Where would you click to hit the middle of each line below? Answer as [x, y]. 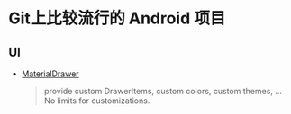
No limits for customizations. [97, 101]
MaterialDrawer [50, 74]
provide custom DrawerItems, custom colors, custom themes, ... [163, 91]
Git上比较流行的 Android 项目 [117, 18]
